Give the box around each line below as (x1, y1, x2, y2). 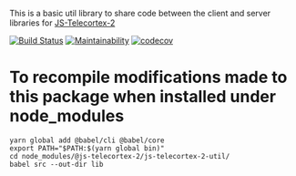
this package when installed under (9, 87, 276, 108)
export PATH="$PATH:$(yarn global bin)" (9, 143, 166, 153)
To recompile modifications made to (9, 67, 288, 88)
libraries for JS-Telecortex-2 (9, 17, 116, 28)
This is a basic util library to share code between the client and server (9, 8, 271, 18)
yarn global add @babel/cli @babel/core (9, 136, 166, 145)
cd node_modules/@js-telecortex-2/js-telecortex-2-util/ (9, 151, 230, 160)
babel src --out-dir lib (9, 160, 104, 169)
